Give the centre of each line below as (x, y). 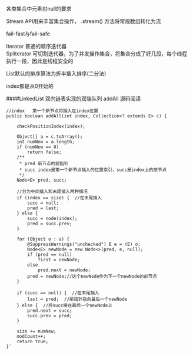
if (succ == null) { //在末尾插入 (58, 293)
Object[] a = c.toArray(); (50, 137)
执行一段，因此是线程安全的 (40, 61)
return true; (33, 341)
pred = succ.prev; (50, 223)
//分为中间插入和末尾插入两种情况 (52, 192)
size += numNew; (37, 331)
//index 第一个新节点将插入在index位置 (52, 111)
